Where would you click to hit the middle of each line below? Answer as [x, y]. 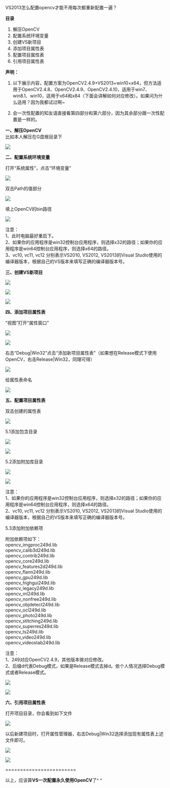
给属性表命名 [19, 380]
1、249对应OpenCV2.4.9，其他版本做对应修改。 [56, 660]
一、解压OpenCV [23, 130]
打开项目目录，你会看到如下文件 [39, 713]
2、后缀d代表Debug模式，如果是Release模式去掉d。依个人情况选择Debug [83, 666]
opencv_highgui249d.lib [31, 583]
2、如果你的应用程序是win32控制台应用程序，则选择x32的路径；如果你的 [82, 242]
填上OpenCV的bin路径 [29, 209]
